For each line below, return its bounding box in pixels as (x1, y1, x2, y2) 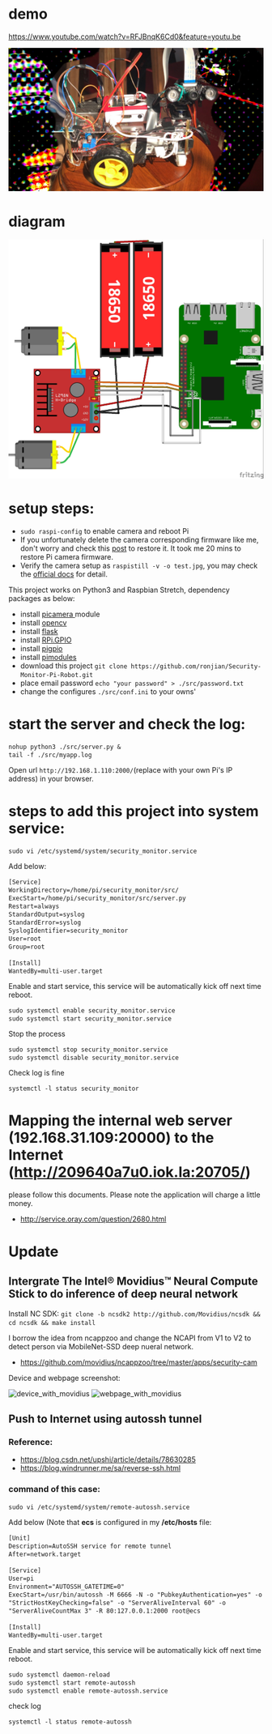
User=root (8, 935, 42, 943)
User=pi (8, 1574, 35, 1583)
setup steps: (8, 500, 95, 518)
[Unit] (8, 1534, 31, 1542)
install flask (19, 626, 58, 636)
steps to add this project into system (8, 802, 259, 820)
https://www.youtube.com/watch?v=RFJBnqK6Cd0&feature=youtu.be (8, 32, 241, 41)
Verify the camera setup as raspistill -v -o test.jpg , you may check (19, 560, 258, 570)
